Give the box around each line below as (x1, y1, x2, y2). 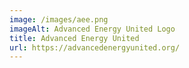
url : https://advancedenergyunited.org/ (9, 42, 181, 53)
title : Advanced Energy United (9, 33, 140, 43)
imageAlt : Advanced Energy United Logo (9, 24, 176, 34)
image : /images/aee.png (9, 14, 109, 25)
